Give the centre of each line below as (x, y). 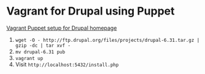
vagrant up (29, 58)
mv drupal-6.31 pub (40, 52)
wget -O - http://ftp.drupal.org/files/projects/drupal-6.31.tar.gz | (107, 40)
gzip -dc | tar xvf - (43, 45)
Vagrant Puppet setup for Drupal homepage (62, 28)
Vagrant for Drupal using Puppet (91, 11)
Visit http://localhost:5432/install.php (67, 64)
